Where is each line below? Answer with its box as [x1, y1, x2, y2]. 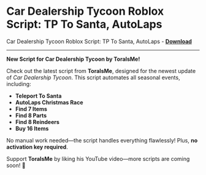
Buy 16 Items [15, 125, 49, 132]
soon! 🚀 [6, 161, 26, 169]
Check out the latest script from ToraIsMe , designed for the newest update [6, 67, 196, 74]
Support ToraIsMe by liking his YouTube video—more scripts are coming [6, 155, 190, 162]
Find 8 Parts [15, 112, 47, 119]
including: [6, 80, 32, 87]
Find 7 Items [15, 105, 48, 112]
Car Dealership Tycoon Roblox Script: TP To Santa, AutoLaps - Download [6, 37, 192, 45]
